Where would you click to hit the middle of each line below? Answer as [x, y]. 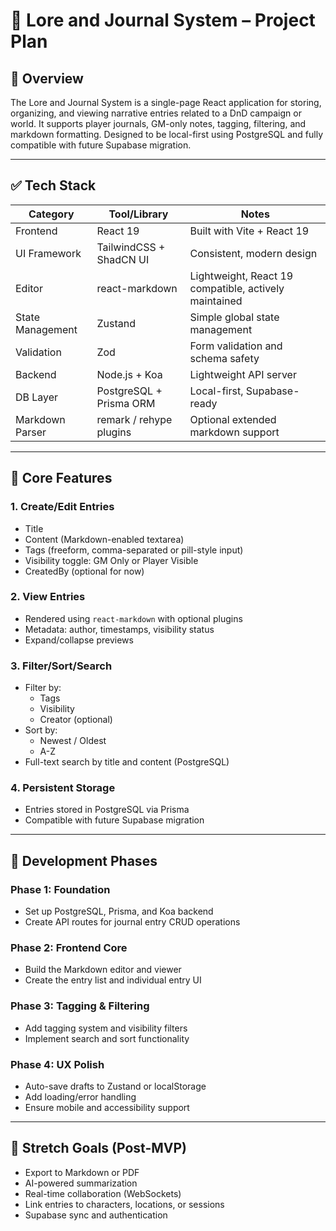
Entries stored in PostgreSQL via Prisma [107, 810]
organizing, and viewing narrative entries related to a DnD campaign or [156, 113]
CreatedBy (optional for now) [84, 571]
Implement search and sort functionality [107, 1038]
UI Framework [48, 253]
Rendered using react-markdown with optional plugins [133, 618]
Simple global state [234, 317]
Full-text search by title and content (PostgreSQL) [127, 762]
